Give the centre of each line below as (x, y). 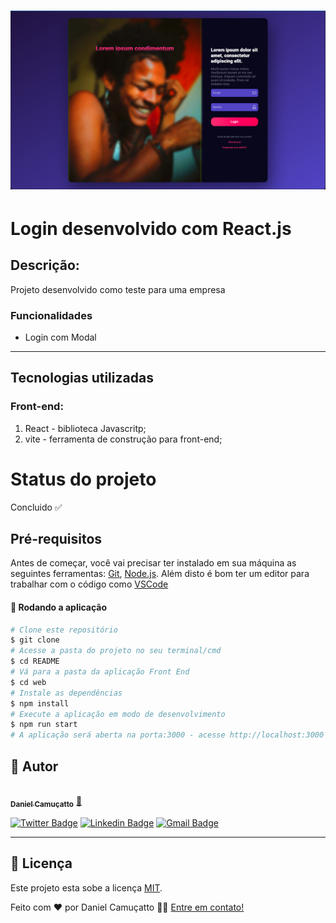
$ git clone (35, 640)
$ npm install (40, 703)
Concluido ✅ (36, 507)
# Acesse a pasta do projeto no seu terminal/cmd (116, 651)
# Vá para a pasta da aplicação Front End (100, 672)
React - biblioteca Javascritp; (85, 428)
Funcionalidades (51, 315)
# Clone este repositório (64, 630)
